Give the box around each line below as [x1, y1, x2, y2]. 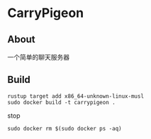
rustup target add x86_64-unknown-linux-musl [7, 92, 144, 100]
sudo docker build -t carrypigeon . [7, 99, 116, 106]
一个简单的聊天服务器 [7, 53, 69, 61]
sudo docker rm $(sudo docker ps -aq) [7, 125, 122, 132]
